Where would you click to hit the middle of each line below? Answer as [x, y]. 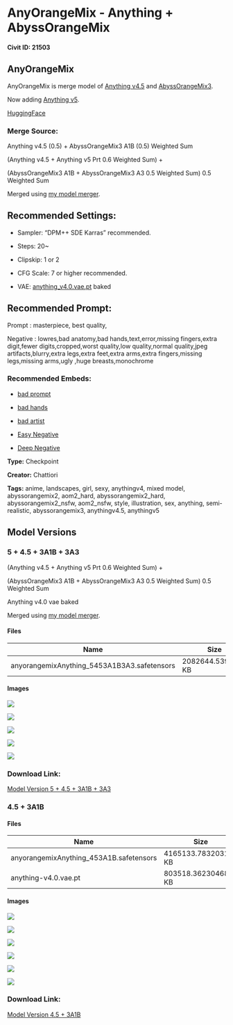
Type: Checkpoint [33, 461]
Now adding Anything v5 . [43, 100]
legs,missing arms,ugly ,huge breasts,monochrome [80, 360]
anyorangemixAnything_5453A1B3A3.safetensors [93, 665]
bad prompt [34, 394]
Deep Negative [38, 447]
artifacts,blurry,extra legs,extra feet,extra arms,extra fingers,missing [105, 353]
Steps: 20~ [33, 246]
